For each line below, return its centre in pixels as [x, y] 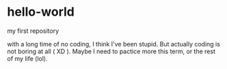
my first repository [33, 31]
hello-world [41, 12]
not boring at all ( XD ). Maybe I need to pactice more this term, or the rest [111, 51]
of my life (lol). [27, 58]
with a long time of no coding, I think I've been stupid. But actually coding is [114, 44]
